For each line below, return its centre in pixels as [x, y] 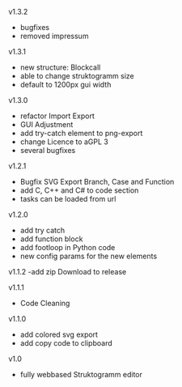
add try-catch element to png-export [81, 133]
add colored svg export [59, 334]
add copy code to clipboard [66, 343]
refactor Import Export [57, 116]
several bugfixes [48, 150]
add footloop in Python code [68, 247]
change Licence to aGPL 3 [64, 142]
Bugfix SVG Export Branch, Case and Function [97, 182]
